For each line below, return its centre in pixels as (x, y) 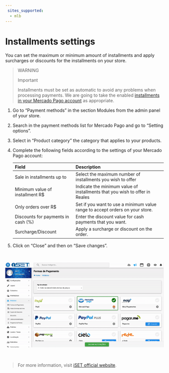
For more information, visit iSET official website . (67, 365)
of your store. (27, 116)
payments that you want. (101, 222)
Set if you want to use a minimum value (116, 204)
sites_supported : (25, 11)
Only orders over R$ (36, 207)
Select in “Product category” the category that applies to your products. (87, 140)
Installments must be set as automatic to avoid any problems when (87, 90)
